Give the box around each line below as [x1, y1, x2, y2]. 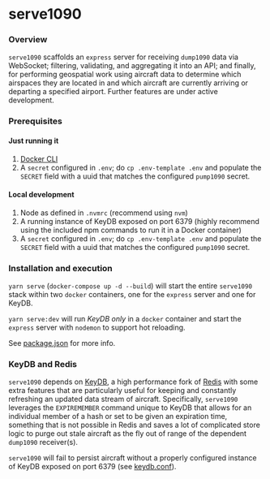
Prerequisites [8, 115, 62, 127]
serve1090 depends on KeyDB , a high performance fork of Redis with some [8, 377, 259, 386]
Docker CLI [19, 153, 58, 163]
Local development [8, 190, 75, 200]
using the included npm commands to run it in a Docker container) [19, 225, 242, 235]
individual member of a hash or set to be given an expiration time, [8, 412, 228, 421]
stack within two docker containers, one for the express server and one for [8, 290, 256, 300]
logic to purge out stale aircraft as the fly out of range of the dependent [8, 429, 247, 438]
